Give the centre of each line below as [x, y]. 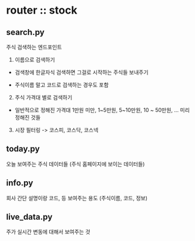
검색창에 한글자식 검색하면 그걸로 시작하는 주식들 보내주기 [81, 72]
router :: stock [42, 10]
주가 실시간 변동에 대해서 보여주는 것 [48, 232]
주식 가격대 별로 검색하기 [43, 97]
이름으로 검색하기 [35, 60]
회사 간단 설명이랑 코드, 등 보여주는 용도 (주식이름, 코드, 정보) [77, 198]
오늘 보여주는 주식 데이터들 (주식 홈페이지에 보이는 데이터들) [76, 164]
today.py [23, 149]
